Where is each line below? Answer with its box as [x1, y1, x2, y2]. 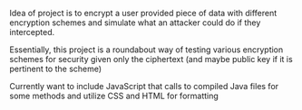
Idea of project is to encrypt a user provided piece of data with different [9, 8, 278, 18]
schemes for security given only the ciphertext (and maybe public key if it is [9, 54, 293, 64]
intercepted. [9, 27, 55, 37]
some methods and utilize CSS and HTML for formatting [9, 90, 219, 101]
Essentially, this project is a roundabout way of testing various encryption [9, 44, 284, 55]
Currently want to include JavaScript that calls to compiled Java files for [9, 81, 279, 91]
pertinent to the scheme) [9, 63, 102, 74]
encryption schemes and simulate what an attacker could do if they [9, 17, 261, 28]
